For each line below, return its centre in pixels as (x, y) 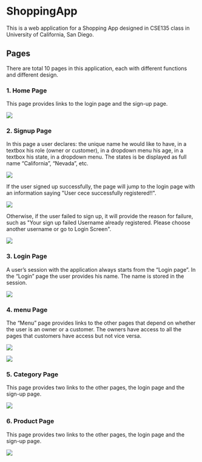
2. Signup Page (29, 131)
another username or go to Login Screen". (59, 229)
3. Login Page (27, 257)
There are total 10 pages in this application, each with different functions (97, 68)
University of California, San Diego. (50, 34)
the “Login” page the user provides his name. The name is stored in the (95, 276)
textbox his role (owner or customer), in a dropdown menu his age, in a (95, 151)
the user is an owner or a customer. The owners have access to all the (94, 329)
